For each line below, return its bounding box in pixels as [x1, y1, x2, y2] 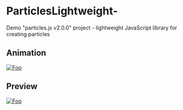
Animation [6, 48, 47, 58]
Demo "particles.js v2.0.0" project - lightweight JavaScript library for [6, 24, 178, 31]
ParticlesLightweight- [6, 4, 118, 18]
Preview [6, 81, 38, 91]
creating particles [6, 30, 50, 37]
